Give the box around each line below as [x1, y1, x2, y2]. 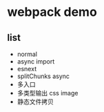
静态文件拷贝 [17, 97, 54, 106]
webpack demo [7, 4, 98, 20]
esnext [17, 65, 37, 73]
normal [17, 50, 38, 58]
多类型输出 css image [17, 89, 79, 97]
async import [17, 57, 55, 66]
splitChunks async [17, 72, 70, 80]
